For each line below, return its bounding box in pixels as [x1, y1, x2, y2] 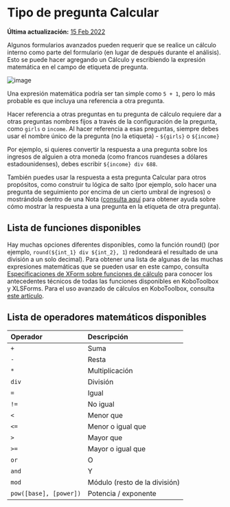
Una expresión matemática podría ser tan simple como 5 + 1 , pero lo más [7, 89, 216, 98]
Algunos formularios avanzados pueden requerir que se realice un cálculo [7, 41, 216, 49]
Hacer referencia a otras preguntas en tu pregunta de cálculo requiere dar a [7, 110, 222, 118]
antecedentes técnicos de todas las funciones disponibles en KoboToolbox [7, 277, 219, 285]
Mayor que [87, 433, 123, 442]
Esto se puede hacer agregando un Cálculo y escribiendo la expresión [7, 55, 206, 63]
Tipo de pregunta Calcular [7, 5, 159, 21]
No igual [87, 399, 115, 409]
